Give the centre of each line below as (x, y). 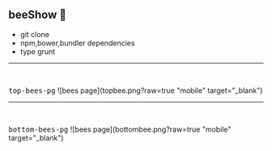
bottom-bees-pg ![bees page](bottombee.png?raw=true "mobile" (120, 129)
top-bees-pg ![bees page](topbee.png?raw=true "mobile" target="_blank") (136, 90)
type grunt (38, 51)
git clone (35, 34)
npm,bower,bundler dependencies (77, 43)
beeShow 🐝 (38, 15)
